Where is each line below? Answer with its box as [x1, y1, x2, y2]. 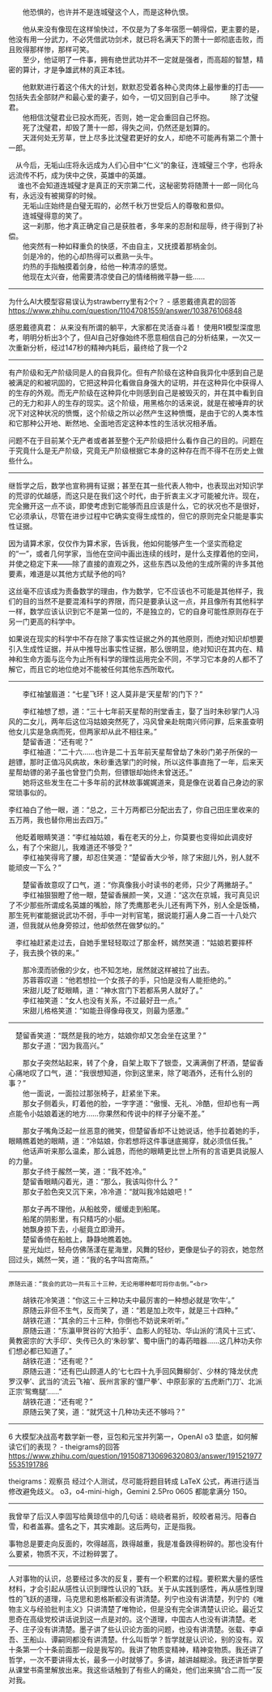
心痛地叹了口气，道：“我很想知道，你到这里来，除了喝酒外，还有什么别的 [8, 1068, 253, 1078]
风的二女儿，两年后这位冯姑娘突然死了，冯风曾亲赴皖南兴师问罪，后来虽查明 [8, 717, 264, 726]
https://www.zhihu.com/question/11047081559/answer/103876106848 [8, 306, 243, 315]
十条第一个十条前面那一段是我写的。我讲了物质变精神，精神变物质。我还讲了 [8, 1645, 264, 1654]
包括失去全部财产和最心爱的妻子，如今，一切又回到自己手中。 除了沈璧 [8, 93, 259, 101]
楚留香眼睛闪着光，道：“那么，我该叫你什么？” [22, 1177, 178, 1186]
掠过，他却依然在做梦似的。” [71, 920, 164, 930]
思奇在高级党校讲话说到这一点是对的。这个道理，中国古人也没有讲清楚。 [8, 1614, 249, 1624]
